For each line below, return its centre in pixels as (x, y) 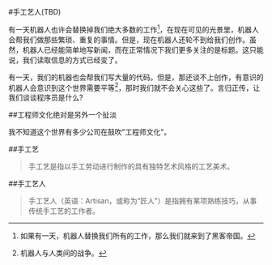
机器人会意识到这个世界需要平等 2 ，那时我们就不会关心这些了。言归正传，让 (134, 87)
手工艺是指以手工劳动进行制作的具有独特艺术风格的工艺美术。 (131, 167)
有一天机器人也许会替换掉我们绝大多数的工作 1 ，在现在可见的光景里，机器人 (134, 29)
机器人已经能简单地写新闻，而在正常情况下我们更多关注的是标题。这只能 (143, 49)
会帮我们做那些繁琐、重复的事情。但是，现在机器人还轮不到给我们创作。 (129, 40)
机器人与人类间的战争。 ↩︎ (63, 253)
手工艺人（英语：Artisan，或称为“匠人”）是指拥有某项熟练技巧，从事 (142, 201)
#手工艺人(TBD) (35, 12)
